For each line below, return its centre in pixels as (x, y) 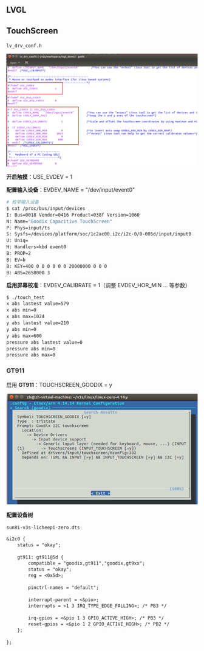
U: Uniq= (17, 241)
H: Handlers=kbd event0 (36, 247)
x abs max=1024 (25, 317)
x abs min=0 (21, 310)
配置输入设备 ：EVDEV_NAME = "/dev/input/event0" (71, 190)
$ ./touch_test (25, 298)
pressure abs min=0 (31, 349)
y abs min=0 (21, 329)
